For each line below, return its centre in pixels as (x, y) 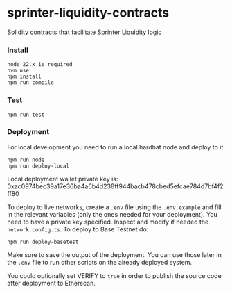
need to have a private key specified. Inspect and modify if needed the (108, 222)
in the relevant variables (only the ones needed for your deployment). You (113, 214)
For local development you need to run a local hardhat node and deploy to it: (116, 147)
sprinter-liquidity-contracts (88, 13)
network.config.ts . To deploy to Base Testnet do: (78, 229)
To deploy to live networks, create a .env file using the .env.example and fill (114, 207)
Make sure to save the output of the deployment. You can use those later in (114, 254)
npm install (24, 77)
